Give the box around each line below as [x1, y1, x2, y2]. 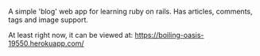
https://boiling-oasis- [134, 31, 204, 39]
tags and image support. [8, 15, 89, 24]
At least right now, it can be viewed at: [8, 31, 134, 39]
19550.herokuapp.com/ [8, 39, 85, 48]
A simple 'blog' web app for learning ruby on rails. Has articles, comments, [8, 7, 253, 16]
